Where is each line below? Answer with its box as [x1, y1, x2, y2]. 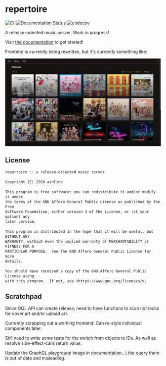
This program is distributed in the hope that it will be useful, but [5, 229, 154, 234]
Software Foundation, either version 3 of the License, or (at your [5, 209, 149, 214]
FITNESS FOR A [5, 244, 35, 249]
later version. [5, 219, 37, 224]
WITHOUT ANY [5, 234, 30, 239]
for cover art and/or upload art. [5, 311, 68, 316]
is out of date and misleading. [5, 355, 66, 361]
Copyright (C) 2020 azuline [5, 180, 63, 185]
